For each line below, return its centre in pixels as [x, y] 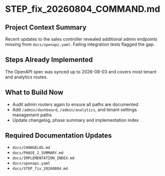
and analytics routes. [26, 77]
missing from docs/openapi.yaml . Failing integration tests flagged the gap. [80, 44]
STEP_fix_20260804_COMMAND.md [83, 9]
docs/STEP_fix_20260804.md [40, 169]
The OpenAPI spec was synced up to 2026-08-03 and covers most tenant [81, 71]
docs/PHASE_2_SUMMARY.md [38, 153]
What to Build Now [34, 92]
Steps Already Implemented [49, 60]
